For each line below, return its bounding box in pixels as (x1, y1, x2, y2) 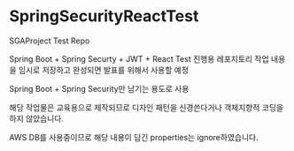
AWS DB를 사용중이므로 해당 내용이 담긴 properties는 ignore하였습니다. (9, 132, 259, 142)
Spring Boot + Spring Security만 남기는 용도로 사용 (9, 83, 190, 94)
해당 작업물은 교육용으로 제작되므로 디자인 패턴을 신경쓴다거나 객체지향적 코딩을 (9, 102, 284, 112)
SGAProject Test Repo (9, 35, 90, 46)
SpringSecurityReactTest (9, 6, 199, 26)
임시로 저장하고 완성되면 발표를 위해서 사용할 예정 (18, 64, 189, 75)
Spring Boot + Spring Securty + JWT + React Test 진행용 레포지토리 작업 (9, 53, 269, 64)
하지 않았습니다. (9, 113, 65, 124)
